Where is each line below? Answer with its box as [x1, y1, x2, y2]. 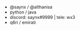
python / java [9, 9, 37, 15]
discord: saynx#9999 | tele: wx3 [9, 15, 75, 20]
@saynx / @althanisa [9, 4, 53, 10]
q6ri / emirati [9, 19, 36, 25]
